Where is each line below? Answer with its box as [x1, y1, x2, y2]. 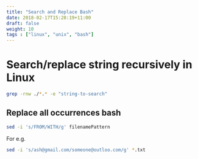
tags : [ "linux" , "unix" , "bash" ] [6, 32, 94, 38]
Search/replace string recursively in [6, 58, 193, 72]
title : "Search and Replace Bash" [6, 9, 94, 15]
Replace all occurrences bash [6, 108, 121, 118]
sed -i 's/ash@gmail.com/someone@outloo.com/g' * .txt [6, 147, 146, 153]
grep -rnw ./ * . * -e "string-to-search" [6, 91, 108, 97]
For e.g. [6, 135, 26, 142]
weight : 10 [6, 26, 34, 32]
